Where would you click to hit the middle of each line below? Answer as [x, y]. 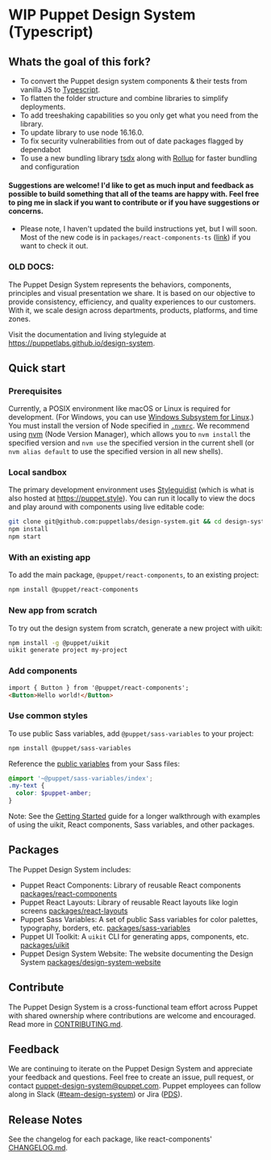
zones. [19, 318]
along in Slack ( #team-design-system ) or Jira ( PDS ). [96, 1095]
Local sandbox [38, 472]
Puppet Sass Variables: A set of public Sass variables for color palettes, [139, 919]
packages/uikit [45, 945]
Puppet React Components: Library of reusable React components [130, 885]
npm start [25, 537]
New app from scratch [53, 610]
